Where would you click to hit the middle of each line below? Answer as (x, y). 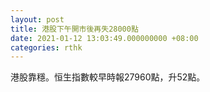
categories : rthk (46, 47)
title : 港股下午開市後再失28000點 (74, 29)
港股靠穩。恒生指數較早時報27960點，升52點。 (108, 77)
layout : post (37, 19)
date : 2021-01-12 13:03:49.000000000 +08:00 (104, 38)
